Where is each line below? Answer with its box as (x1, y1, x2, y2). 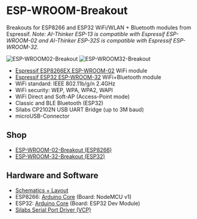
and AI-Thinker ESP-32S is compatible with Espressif (38, 37, 172, 44)
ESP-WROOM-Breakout (6, 4, 128, 18)
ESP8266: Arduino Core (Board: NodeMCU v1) (15, 193, 132, 200)
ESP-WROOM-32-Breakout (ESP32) (15, 153, 106, 160)
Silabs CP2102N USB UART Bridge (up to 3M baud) (15, 106, 145, 113)
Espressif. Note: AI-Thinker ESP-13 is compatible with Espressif (6, 30, 165, 37)
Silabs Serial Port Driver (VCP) (15, 206, 91, 214)
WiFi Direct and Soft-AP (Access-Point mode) (15, 93, 130, 100)
